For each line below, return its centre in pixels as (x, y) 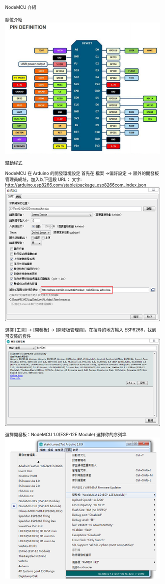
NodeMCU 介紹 (21, 7)
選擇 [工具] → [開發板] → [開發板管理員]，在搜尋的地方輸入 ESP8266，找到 (81, 330)
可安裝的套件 (18, 336)
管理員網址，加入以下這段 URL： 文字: (43, 179)
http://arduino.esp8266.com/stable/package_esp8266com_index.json (76, 185)
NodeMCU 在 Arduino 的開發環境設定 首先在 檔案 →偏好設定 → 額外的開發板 (82, 173)
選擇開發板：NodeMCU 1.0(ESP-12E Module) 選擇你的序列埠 (66, 435)
